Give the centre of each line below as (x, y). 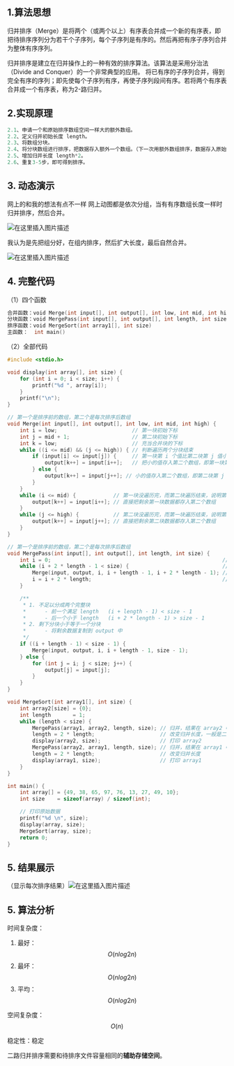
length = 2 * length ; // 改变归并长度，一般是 (127, 735)
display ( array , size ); (53, 824)
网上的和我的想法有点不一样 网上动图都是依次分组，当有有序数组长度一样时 (115, 204)
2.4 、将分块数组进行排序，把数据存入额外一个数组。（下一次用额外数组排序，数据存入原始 (117, 149)
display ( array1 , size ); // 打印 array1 (117, 760)
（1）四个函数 (27, 300)
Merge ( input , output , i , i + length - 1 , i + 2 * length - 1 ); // (131, 573)
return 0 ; (34, 838)
